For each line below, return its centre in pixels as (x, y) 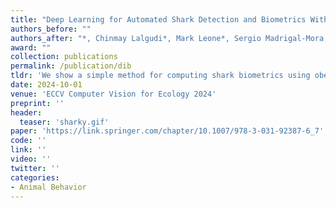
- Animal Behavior (48, 187)
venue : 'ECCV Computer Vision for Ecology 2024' (113, 94)
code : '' (28, 141)
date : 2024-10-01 (46, 85)
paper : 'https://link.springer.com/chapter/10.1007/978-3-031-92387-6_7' (167, 131)
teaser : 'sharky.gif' (64, 122)
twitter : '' (35, 168)
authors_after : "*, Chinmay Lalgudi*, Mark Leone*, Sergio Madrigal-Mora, (169, 38)
